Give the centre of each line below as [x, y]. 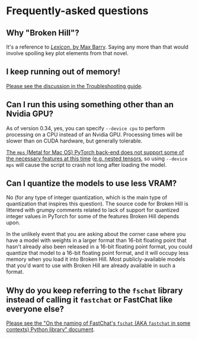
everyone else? [35, 309]
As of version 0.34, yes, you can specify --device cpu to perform [86, 128]
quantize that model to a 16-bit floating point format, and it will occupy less [97, 253]
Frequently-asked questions [77, 11]
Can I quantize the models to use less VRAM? [92, 184]
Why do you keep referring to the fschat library [95, 290]
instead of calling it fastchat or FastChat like [90, 300]
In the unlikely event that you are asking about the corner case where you [96, 234]
